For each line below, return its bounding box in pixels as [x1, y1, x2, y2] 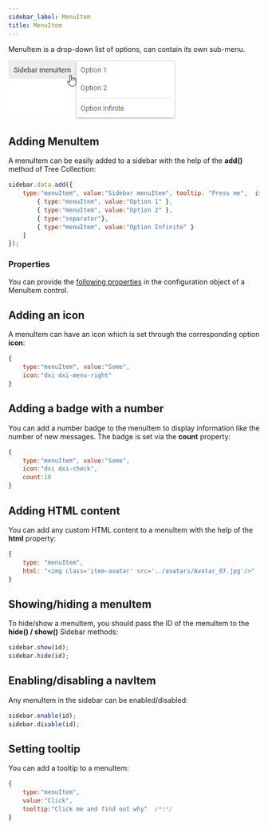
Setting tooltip [8, 742, 81, 756]
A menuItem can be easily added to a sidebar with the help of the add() [8, 156, 243, 165]
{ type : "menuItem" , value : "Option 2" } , [37, 206, 173, 214]
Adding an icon [8, 308, 85, 322]
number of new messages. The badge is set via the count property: [8, 431, 231, 441]
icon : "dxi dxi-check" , [22, 465, 98, 473]
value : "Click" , [22, 797, 73, 805]
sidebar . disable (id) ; [8, 720, 81, 728]
